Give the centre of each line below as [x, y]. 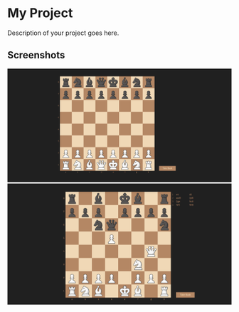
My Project [40, 13]
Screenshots [36, 55]
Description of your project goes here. [63, 33]
